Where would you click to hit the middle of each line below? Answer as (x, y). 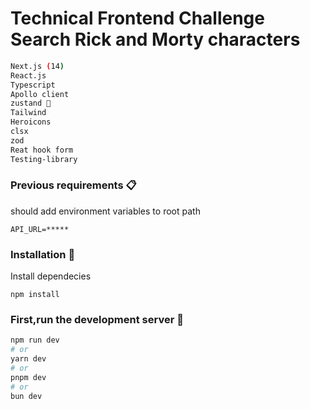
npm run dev (35, 340)
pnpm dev (28, 377)
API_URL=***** (40, 229)
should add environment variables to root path (105, 211)
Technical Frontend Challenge (137, 18)
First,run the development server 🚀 (97, 320)
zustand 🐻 (31, 103)
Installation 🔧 (43, 254)
